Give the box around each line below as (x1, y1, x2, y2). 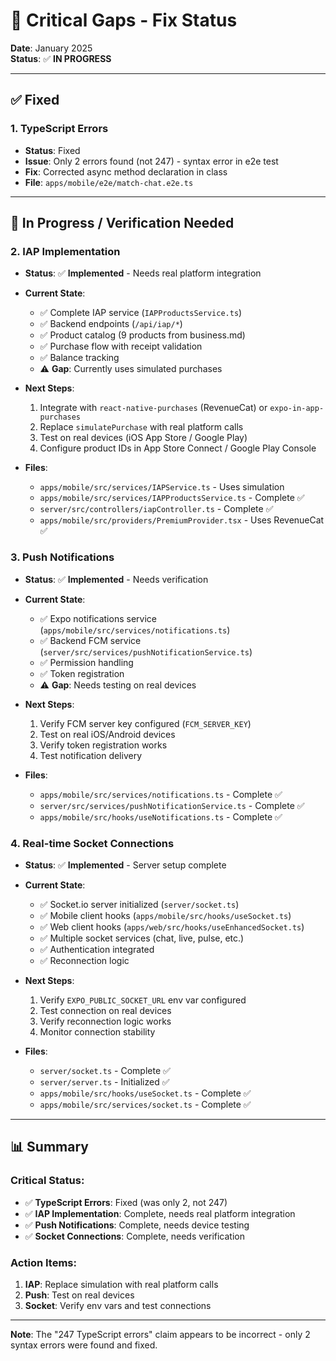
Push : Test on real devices (24, 1289, 135, 1301)
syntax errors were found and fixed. (10, 1339, 158, 1351)
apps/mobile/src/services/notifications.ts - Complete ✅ (39, 788, 283, 800)
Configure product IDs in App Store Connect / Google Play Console (39, 442, 317, 454)
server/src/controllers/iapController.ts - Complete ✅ (39, 503, 274, 515)
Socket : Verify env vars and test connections (24, 1299, 212, 1311)
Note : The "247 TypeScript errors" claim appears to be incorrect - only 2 (10, 1328, 311, 1340)
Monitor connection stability (39, 1025, 156, 1038)
